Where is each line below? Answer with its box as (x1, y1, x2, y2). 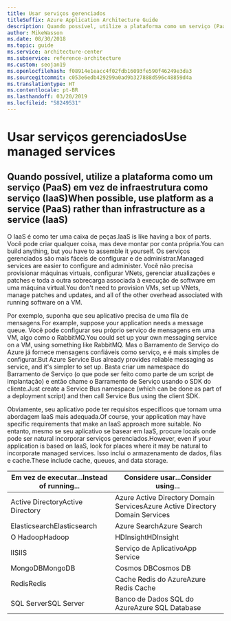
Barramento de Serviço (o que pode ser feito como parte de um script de (7, 369, 214, 378)
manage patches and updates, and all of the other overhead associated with (7, 290, 223, 299)
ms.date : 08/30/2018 (7, 36, 67, 43)
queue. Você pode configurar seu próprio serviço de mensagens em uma (7, 326, 215, 334)
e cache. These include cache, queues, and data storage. (7, 456, 168, 464)
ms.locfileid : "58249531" (7, 100, 81, 107)
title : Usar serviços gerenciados (7, 10, 107, 17)
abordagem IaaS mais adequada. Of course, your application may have (7, 412, 206, 420)
